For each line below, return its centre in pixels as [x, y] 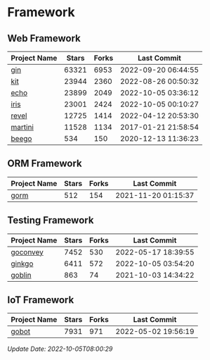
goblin [21, 275]
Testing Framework [51, 220]
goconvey [27, 252]
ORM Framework [45, 164]
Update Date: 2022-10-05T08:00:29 [60, 349]
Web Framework [44, 38]
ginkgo [22, 263]
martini [22, 127]
